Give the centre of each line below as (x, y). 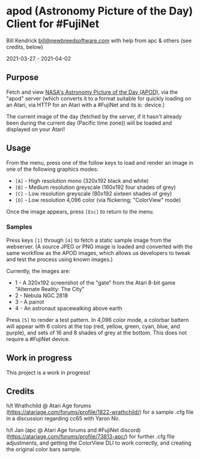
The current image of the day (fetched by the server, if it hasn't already (94, 116)
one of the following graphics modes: (53, 169)
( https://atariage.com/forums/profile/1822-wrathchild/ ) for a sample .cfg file (100, 412)
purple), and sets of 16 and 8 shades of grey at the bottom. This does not (97, 333)
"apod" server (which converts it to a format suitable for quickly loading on (99, 98)
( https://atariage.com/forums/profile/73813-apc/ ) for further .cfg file (91, 437)
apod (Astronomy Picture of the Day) (100, 11)
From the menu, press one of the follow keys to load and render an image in (100, 162)
